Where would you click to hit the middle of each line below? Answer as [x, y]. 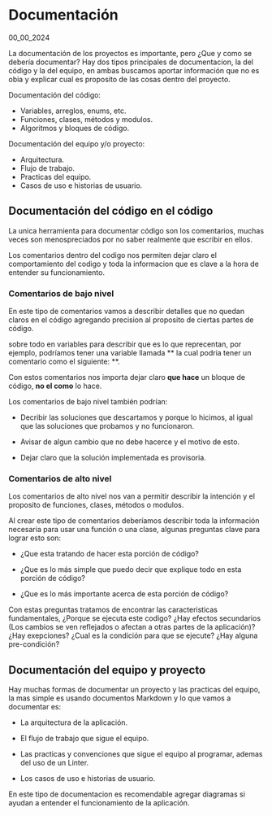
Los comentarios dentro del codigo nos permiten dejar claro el [113, 255]
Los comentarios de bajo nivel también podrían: [88, 402]
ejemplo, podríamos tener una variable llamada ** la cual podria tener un [130, 353]
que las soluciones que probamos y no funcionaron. [107, 426]
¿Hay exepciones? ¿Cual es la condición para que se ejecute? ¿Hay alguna [133, 635]
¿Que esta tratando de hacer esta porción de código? [109, 554]
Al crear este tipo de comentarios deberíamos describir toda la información [134, 521]
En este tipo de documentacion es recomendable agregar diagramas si [127, 794]
